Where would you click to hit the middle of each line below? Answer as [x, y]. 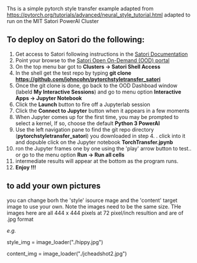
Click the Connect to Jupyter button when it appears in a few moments [102, 110]
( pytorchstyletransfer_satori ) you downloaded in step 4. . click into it [100, 136]
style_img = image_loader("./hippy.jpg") [55, 242]
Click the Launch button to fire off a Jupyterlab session [83, 104]
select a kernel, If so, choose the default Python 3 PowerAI [88, 123]
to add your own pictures [54, 186]
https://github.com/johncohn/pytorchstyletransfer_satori [88, 79]
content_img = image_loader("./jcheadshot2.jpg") [67, 254]
